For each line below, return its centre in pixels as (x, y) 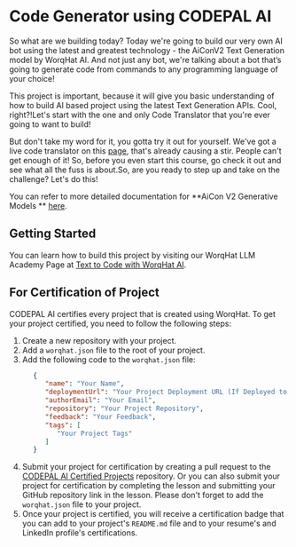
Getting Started (53, 234)
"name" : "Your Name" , (85, 384)
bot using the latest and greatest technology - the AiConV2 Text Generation (147, 50)
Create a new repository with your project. (99, 340)
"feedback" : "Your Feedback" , (101, 416)
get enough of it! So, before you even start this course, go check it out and (145, 160)
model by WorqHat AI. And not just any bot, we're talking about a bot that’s (145, 59)
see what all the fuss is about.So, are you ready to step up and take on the (145, 170)
